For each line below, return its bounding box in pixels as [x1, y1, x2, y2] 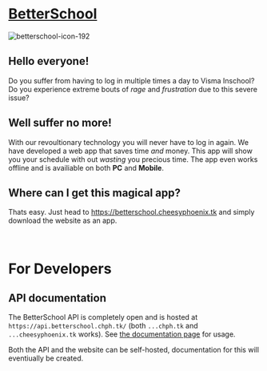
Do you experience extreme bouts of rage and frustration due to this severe [8, 84, 258, 94]
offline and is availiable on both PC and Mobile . [8, 163, 164, 172]
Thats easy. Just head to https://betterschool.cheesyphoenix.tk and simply [8, 208, 255, 217]
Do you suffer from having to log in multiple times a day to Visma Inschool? [8, 75, 255, 85]
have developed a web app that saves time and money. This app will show [8, 146, 253, 155]
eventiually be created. [8, 353, 84, 363]
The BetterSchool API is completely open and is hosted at [8, 313, 198, 322]
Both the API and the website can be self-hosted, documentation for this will [8, 345, 260, 355]
